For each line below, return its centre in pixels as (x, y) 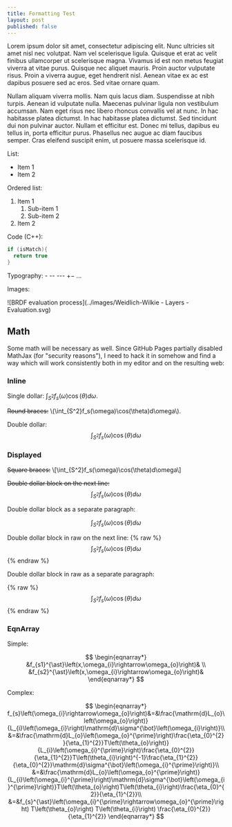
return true (31, 256)
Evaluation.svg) (29, 310)
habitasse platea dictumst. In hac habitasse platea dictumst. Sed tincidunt (112, 118)
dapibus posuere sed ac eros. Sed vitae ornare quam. (84, 83)
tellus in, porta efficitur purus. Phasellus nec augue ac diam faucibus (105, 133)
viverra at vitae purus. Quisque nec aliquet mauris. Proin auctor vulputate (111, 68)
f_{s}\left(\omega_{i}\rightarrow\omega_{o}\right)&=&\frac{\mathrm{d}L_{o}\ (116, 714)
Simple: (18, 644)
